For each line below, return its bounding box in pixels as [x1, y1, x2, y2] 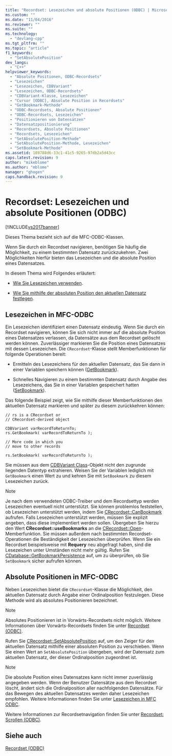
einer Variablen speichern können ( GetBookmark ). [12, 367, 119, 372]
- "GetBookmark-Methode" [10, 103, 63, 108]
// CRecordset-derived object [5, 417, 70, 422]
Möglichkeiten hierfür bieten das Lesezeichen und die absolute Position [5, 255, 156, 261]
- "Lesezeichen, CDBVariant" [10, 83, 72, 89]
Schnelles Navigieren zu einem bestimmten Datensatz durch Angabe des [12, 376, 167, 382]
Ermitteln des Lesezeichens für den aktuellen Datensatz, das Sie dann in [12, 361, 165, 367]
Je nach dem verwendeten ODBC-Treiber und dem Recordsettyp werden [5, 498, 159, 504]
